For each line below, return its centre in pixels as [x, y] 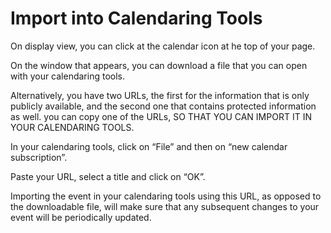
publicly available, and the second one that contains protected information [163, 106]
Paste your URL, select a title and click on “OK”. [108, 176]
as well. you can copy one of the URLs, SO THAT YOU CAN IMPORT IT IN [161, 116]
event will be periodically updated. [81, 217]
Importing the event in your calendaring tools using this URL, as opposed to [166, 196]
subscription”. [39, 157]
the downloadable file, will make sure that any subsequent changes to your [165, 206]
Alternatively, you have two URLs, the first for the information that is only [160, 95]
